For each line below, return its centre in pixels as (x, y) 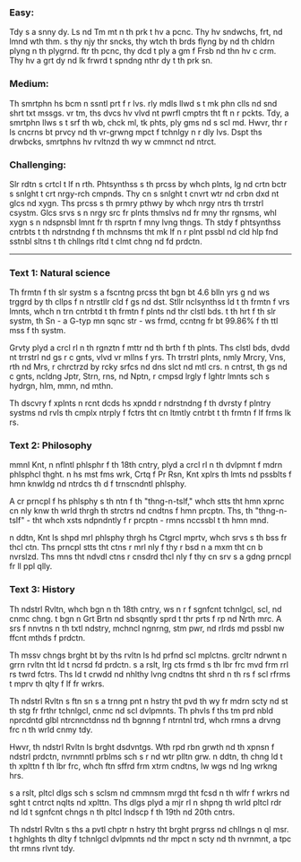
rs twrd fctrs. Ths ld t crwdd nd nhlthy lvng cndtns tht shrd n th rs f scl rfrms (150, 674)
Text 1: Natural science (60, 272)
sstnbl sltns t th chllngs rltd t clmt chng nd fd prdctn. (106, 241)
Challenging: (38, 165)
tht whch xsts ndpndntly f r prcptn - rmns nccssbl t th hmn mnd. (150, 521)
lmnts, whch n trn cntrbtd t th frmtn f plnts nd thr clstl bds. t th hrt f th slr (142, 312)
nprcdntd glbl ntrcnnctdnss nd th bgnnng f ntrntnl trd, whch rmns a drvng (145, 720)
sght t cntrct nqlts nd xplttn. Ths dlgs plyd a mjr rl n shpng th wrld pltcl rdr (146, 802)
